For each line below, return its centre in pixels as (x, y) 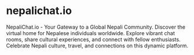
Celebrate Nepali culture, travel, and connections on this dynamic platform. (97, 46)
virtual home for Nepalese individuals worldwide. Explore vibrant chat (91, 33)
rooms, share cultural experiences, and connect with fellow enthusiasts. (93, 39)
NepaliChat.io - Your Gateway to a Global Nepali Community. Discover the (96, 27)
